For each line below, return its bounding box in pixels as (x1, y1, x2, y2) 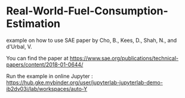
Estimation (6, 17, 61, 30)
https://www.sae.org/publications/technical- (69, 54, 179, 62)
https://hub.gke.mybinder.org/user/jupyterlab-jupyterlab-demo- (6, 79, 163, 86)
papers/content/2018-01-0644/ (6, 61, 84, 68)
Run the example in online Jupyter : (6, 72, 94, 79)
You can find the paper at (6, 54, 69, 62)
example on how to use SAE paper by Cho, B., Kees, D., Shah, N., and (6, 36, 177, 44)
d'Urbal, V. (6, 43, 32, 50)
